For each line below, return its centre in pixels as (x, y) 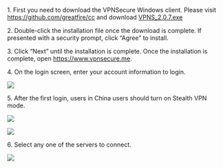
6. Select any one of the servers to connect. (70, 145)
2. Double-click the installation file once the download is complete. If (104, 31)
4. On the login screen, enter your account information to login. (96, 72)
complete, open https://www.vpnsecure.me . (70, 59)
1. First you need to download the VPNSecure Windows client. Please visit (112, 10)
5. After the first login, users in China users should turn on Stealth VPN (107, 98)
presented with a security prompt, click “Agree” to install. (88, 38)
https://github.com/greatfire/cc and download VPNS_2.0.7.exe (95, 17)
